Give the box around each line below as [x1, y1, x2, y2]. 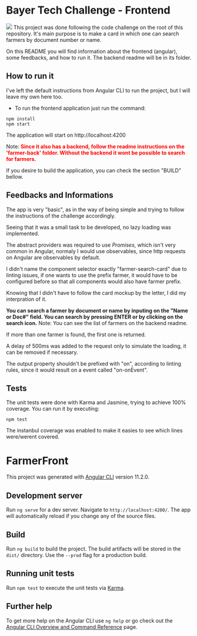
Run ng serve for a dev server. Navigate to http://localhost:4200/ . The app [6, 506, 191, 513]
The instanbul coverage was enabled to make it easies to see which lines [6, 427, 183, 434]
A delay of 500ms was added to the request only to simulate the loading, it [6, 342, 186, 349]
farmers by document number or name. [6, 36, 102, 43]
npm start [6, 121, 31, 127]
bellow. [6, 173, 24, 180]
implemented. [6, 230, 39, 237]
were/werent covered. [6, 433, 60, 440]
